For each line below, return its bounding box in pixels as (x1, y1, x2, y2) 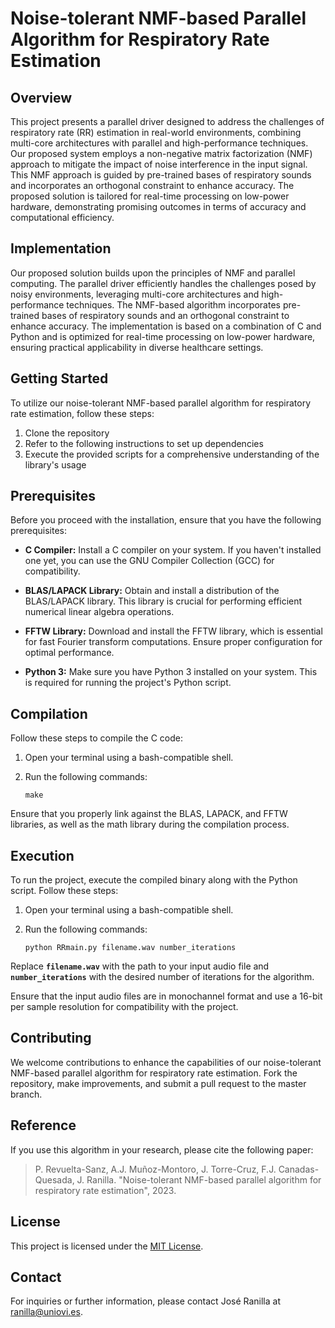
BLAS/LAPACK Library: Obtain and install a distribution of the (24, 585, 280, 597)
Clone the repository (24, 427, 110, 439)
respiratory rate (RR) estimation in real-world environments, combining (10, 127, 302, 138)
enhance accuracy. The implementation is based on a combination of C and (10, 320, 322, 332)
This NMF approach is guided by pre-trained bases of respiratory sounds (10, 169, 312, 181)
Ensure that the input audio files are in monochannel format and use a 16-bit (10, 990, 323, 1002)
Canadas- (278, 1163, 320, 1175)
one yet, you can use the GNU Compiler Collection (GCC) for (24, 555, 275, 567)
